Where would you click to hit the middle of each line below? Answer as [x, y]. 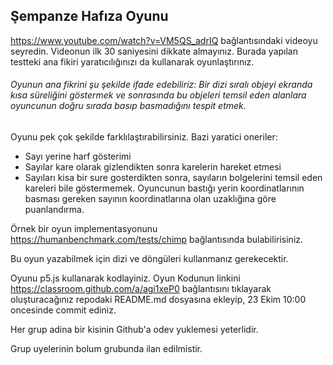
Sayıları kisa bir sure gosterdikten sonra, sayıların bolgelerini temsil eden [173, 178]
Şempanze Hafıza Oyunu [89, 16]
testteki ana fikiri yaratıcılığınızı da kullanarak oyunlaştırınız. [132, 61]
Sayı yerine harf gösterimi [78, 156]
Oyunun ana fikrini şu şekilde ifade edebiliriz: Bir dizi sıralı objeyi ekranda [161, 85]
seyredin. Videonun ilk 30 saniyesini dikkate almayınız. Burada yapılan [154, 51]
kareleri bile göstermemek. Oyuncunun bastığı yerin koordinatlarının [164, 188]
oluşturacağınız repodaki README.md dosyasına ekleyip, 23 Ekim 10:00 [158, 300]
